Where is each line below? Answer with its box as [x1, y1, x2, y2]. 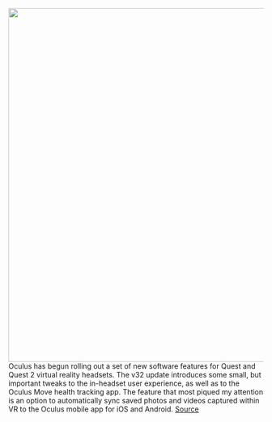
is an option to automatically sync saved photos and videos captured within [8, 396, 260, 405]
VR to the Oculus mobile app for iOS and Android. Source [8, 404, 200, 414]
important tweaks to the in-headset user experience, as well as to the [8, 378, 240, 388]
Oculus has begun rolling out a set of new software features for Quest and [8, 361, 256, 371]
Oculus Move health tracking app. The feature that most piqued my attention [8, 387, 264, 396]
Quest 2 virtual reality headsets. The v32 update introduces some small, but [8, 370, 261, 379]
